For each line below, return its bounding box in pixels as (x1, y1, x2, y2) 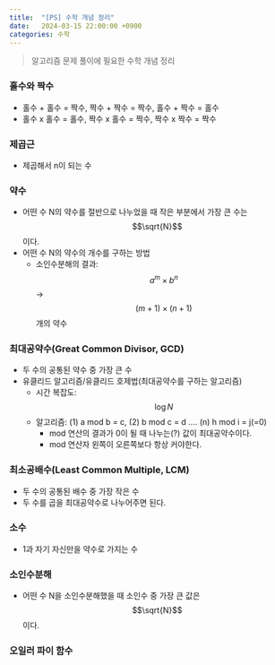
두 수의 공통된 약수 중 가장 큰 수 (21, 365, 133, 376)
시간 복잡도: (35, 387, 77, 398)
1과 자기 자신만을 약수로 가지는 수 (21, 543, 139, 554)
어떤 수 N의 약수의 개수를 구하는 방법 (21, 247, 150, 258)
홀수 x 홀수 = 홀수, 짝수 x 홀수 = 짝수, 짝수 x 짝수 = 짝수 (21, 113, 217, 124)
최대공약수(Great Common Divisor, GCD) (9, 342, 185, 355)
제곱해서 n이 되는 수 (21, 160, 92, 170)
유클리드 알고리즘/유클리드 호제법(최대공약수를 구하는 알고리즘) (21, 376, 243, 386)
